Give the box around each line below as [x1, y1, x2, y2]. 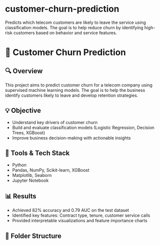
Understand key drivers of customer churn [12, 119, 98, 125]
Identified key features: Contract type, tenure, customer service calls [12, 212, 150, 218]
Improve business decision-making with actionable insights [12, 135, 131, 140]
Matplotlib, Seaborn [12, 172, 52, 178]
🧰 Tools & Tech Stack [5, 149, 70, 157]
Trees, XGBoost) [12, 130, 45, 136]
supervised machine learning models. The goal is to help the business [5, 87, 145, 93]
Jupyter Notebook [12, 177, 49, 183]
